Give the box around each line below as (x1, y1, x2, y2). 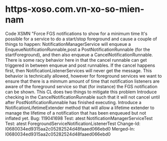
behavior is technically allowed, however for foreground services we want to (5, 73, 162, 79)
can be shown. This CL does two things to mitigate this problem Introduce (5, 89, 157, 95)
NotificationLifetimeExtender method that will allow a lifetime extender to (5, 105, 155, 111)
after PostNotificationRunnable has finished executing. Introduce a (5, 99, 142, 105)
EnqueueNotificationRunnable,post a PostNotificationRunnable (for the (5, 46, 151, 52)
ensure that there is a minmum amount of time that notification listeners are (5, 78, 160, 84)
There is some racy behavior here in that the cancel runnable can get (5, 57, 147, 63)
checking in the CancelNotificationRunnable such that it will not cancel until (5, 94, 161, 100)
